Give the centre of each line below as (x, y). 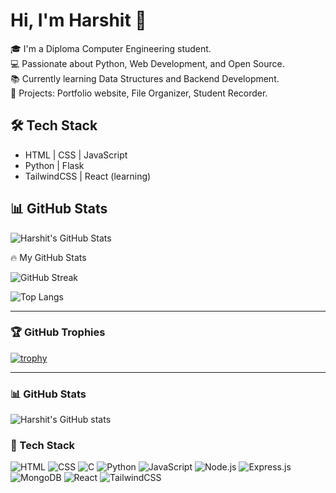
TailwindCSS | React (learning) (88, 176)
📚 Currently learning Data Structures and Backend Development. (145, 78)
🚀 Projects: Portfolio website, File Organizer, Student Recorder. (139, 93)
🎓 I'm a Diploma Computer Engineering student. (111, 48)
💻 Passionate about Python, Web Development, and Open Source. (147, 63)
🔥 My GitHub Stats (48, 257)
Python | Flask (54, 165)
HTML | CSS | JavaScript (76, 155)
